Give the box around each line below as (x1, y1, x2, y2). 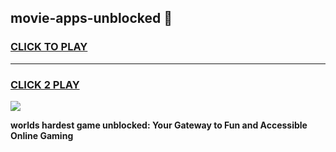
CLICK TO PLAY (10, 40, 88, 54)
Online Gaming (10, 129, 74, 141)
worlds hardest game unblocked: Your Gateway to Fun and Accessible (10, 119, 308, 131)
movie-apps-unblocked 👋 (10, 10, 173, 27)
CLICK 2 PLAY (10, 77, 80, 91)
